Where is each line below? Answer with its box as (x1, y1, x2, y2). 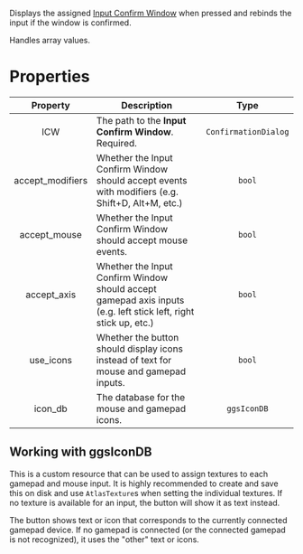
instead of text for (96, 353, 172, 366)
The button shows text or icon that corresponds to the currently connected (9, 514, 288, 525)
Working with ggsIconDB (9, 445, 152, 460)
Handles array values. (9, 35, 90, 45)
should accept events (96, 174, 188, 186)
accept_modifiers (14, 174, 88, 186)
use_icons (29, 353, 72, 366)
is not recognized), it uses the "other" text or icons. (9, 533, 200, 545)
